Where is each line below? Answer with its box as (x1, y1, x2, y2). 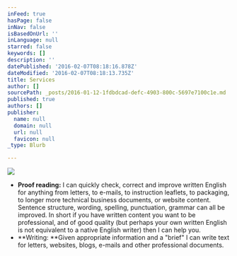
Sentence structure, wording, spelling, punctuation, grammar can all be (17, 203, 225, 212)
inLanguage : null (7, 37, 59, 44)
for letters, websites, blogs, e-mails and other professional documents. (17, 241, 224, 250)
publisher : (7, 109, 40, 116)
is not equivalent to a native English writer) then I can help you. (17, 226, 202, 234)
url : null (13, 129, 42, 136)
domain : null (13, 122, 52, 129)
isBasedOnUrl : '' (7, 30, 59, 37)
